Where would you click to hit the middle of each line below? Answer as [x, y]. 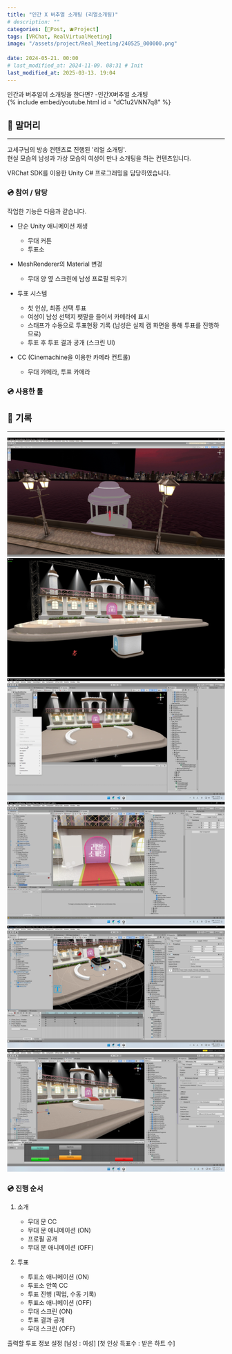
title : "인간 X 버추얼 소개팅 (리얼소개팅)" [63, 14]
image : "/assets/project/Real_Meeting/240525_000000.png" [92, 44]
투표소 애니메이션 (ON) [58, 1277]
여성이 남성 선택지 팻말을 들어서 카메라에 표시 [88, 316]
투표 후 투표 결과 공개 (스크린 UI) [71, 342]
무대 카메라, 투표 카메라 [59, 371]
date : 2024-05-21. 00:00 [43, 59]
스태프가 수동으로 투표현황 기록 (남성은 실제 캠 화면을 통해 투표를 [114, 325]
